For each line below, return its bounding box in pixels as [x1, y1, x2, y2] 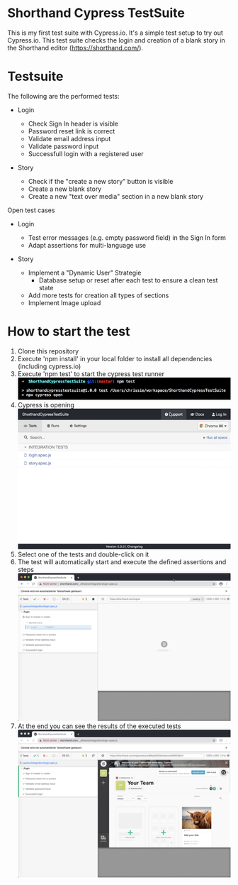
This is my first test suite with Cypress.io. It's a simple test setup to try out [7, 28, 223, 37]
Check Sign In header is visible [28, 119, 119, 128]
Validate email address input [28, 134, 111, 143]
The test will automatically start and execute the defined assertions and [17, 558, 227, 566]
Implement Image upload [28, 298, 101, 307]
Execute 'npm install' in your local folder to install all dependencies [17, 354, 212, 363]
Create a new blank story [28, 185, 102, 193]
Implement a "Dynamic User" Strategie [28, 268, 142, 277]
